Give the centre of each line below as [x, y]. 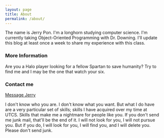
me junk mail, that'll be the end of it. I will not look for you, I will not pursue [80, 120]
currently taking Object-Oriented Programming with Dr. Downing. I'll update [81, 38]
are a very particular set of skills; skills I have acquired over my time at [76, 109]
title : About [18, 14]
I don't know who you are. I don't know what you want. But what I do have [80, 104]
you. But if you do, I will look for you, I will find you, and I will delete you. [78, 125]
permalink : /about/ [25, 19]
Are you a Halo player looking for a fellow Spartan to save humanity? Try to [81, 66]
